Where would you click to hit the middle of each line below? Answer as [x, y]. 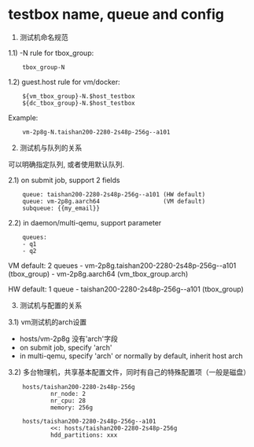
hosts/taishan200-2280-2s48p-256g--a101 [89, 421]
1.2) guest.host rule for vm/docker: [64, 82]
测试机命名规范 [44, 37]
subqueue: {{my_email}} [61, 208]
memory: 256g [71, 407]
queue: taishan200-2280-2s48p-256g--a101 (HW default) [114, 194]
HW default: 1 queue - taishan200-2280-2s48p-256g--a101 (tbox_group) [126, 289]
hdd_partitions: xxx [84, 435]
